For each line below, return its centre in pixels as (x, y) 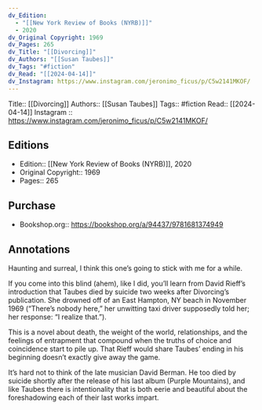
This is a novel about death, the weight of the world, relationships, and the (128, 332)
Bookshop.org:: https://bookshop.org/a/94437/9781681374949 (121, 224)
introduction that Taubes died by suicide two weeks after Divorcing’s (119, 291)
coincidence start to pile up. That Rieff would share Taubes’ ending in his (126, 349)
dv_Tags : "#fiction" (42, 67)
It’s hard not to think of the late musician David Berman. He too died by (122, 372)
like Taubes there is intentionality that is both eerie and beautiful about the (128, 389)
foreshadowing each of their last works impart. (84, 397)
